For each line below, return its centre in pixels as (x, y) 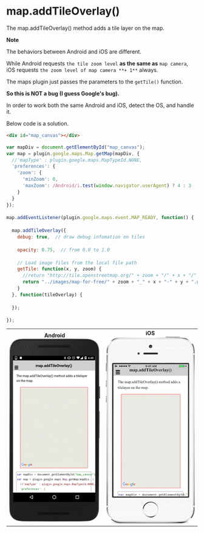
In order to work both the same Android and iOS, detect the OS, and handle (100, 105)
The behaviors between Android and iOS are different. (74, 51)
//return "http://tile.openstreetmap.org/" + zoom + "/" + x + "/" (110, 276)
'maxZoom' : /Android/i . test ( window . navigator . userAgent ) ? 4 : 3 (107, 186)
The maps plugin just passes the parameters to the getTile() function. (95, 82)
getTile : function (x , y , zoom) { (59, 269)
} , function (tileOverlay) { (47, 294)
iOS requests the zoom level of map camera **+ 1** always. (82, 70)
